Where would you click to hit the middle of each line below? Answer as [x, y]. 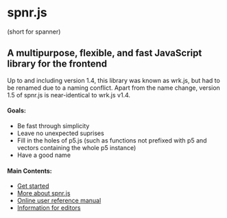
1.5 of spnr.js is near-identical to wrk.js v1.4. [69, 95]
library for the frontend [57, 64]
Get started [33, 186]
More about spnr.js [44, 193]
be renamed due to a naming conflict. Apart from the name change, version [114, 88]
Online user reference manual [59, 201]
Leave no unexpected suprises [60, 133]
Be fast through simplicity [53, 125]
